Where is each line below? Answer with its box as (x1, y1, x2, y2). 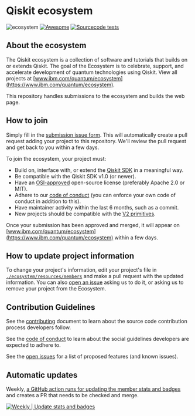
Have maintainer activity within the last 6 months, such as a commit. (14, 204, 179, 211)
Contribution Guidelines (6, 302, 95, 312)
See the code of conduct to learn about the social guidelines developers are (6, 336, 189, 343)
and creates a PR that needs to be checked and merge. (6, 392, 139, 398)
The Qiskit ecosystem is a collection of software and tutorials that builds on (6, 56, 188, 63)
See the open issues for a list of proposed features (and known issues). (6, 353, 179, 360)
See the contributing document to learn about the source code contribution (6, 318, 187, 325)
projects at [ (6, 75, 35, 82)
